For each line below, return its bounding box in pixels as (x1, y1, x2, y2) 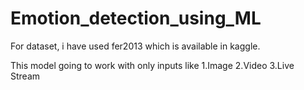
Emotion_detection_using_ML (10, 7, 262, 30)
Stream (10, 70, 41, 82)
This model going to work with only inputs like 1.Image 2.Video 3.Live (10, 59, 295, 71)
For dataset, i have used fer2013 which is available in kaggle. (10, 40, 261, 52)
